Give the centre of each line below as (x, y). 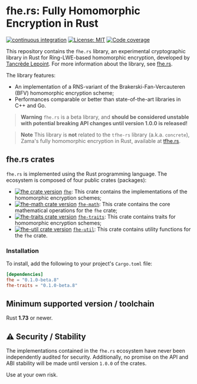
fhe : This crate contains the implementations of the (125, 191)
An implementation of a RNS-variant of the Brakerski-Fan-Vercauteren (100, 86)
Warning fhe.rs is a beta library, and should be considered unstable (105, 117)
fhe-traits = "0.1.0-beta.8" (42, 285)
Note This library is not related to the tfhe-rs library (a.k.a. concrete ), (105, 135)
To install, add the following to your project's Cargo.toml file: (79, 263)
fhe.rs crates (30, 160)
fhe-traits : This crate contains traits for (127, 216)
